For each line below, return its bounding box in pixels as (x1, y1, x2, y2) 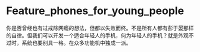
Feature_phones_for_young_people (6, 4, 185, 18)
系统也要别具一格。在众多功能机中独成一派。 (21, 39, 132, 46)
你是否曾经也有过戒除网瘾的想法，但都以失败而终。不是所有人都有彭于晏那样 (6, 24, 194, 31)
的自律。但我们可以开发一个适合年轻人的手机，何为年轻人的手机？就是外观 (6, 31, 189, 39)
